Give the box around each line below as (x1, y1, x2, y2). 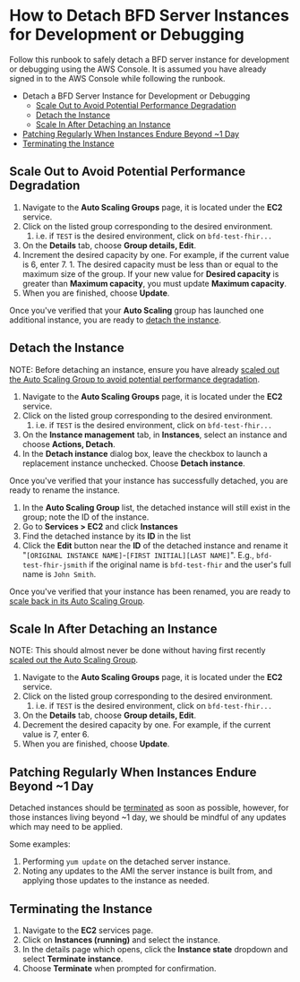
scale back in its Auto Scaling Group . (9, 595, 145, 606)
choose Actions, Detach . (21, 438, 116, 449)
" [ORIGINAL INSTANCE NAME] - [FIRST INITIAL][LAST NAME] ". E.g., (21, 549, 255, 560)
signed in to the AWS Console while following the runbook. (9, 73, 226, 83)
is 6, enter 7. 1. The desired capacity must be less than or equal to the (21, 259, 279, 270)
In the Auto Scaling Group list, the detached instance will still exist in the (21, 502, 291, 513)
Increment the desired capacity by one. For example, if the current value (21, 249, 289, 260)
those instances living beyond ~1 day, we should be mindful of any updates (9, 812, 287, 823)
